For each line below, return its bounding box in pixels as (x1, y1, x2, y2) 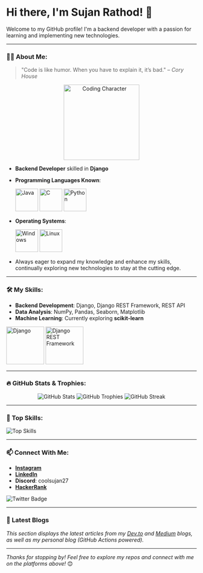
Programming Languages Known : (14, 177, 101, 184)
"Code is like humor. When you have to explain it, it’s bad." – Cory (21, 66, 184, 74)
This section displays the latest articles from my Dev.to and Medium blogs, (6, 530, 193, 537)
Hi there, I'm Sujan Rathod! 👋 (6, 5, 153, 19)
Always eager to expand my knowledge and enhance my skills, (14, 258, 172, 265)
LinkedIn (14, 470, 37, 478)
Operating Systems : (14, 217, 66, 225)
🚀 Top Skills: (6, 413, 43, 422)
